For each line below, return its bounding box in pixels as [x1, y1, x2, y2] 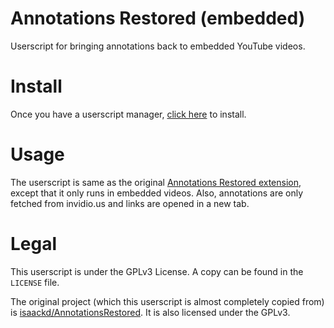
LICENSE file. [10, 276, 60, 288]
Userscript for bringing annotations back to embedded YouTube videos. [10, 40, 306, 52]
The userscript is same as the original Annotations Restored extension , [10, 176, 302, 188]
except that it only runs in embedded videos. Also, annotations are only [10, 187, 304, 199]
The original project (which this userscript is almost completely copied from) [10, 295, 325, 307]
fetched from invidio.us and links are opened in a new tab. [10, 197, 250, 209]
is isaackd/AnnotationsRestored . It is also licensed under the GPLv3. [10, 306, 291, 318]
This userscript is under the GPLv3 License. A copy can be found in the [10, 265, 304, 277]
